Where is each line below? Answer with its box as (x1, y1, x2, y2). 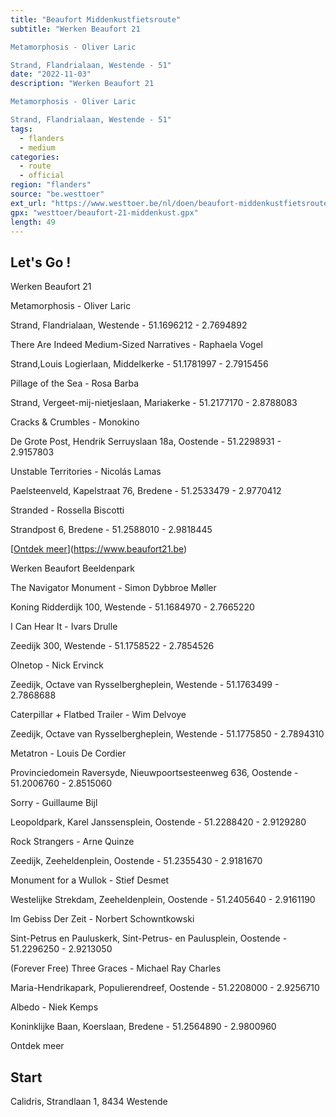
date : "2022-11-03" (10, 69, 92, 80)
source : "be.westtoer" (10, 189, 105, 199)
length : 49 (10, 217, 56, 227)
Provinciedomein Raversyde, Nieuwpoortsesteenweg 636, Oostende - (10, 767, 299, 779)
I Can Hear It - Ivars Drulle (10, 621, 118, 633)
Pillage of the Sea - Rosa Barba (10, 377, 140, 390)
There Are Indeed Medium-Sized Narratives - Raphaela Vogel (10, 339, 263, 351)
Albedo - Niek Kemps (10, 1001, 99, 1013)
